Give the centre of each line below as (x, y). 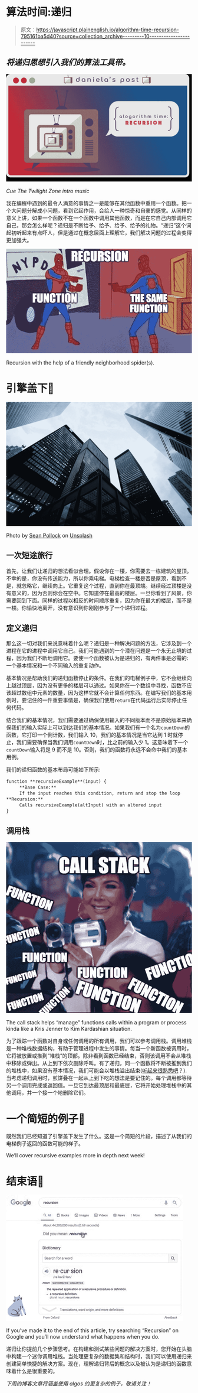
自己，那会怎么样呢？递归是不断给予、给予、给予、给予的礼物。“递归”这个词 (99, 225)
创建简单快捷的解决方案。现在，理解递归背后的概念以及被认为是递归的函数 (96, 1364)
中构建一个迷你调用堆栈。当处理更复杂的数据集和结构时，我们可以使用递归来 (99, 1356)
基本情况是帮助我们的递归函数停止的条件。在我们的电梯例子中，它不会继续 (96, 678)
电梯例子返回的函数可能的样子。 (45, 1144)
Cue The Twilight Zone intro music (48, 191)
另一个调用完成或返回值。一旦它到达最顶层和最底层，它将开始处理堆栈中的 (96, 1085)
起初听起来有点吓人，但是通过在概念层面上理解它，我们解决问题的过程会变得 (99, 232)
